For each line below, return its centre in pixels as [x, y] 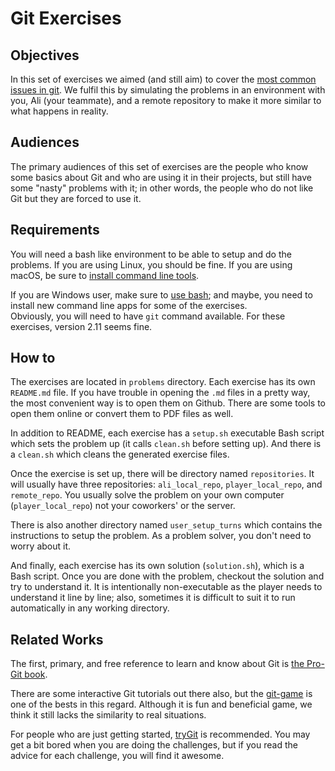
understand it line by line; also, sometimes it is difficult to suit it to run [153, 598]
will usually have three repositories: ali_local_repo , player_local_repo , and [166, 484]
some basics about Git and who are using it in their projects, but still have [161, 177]
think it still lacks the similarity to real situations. [108, 715]
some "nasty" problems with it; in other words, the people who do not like [162, 188]
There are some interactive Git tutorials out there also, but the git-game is [161, 694]
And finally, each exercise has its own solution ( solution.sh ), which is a [157, 566]
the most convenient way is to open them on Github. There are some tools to [168, 403]
